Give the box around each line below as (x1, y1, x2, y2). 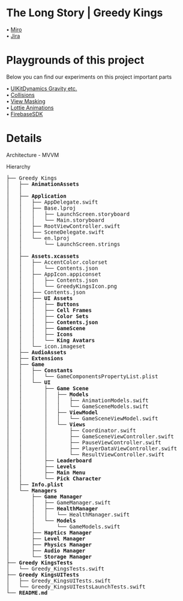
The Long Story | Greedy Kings (6, 6, 163, 20)
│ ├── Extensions (6, 355, 64, 362)
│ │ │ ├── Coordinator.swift (6, 427, 136, 434)
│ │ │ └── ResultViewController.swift (6, 451, 165, 458)
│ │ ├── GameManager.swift (6, 499, 111, 506)
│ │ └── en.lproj (6, 234, 70, 242)
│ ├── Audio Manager (6, 547, 86, 554)
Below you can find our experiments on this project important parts (6, 73, 172, 81)
